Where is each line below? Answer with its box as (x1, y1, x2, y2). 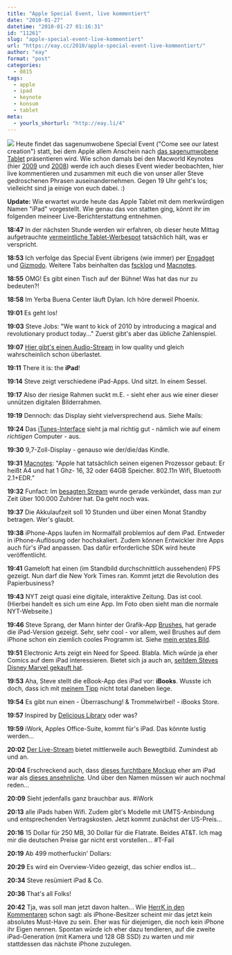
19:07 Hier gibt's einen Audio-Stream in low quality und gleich (7, 342, 185, 351)
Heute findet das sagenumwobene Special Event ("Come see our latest (15, 139, 219, 148)
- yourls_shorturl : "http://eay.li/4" (13, 119, 126, 127)
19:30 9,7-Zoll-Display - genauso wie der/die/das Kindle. (7, 445, 170, 454)
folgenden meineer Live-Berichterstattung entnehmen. (7, 212, 163, 220)
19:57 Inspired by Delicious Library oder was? (7, 711, 138, 719)
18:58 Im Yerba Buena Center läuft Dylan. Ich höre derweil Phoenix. (7, 295, 199, 304)
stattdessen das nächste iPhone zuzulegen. (7, 940, 132, 948)
